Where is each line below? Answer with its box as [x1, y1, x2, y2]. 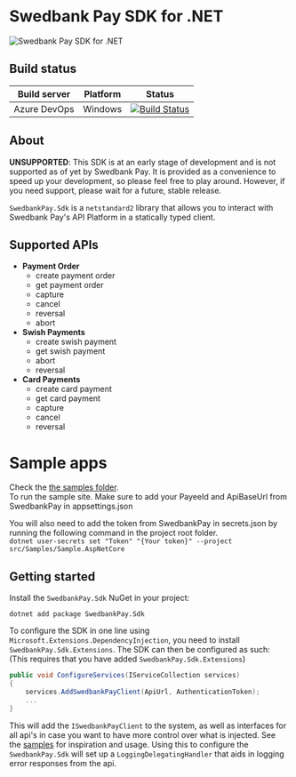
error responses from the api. [9, 757, 117, 768]
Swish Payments [21, 327, 86, 338]
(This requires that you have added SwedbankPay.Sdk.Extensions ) [9, 653, 246, 664]
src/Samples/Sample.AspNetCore [9, 545, 125, 554]
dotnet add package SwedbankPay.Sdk [9, 610, 145, 619]
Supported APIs [9, 237, 100, 252]
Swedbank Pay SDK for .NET [9, 6, 224, 27]
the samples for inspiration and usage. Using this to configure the [9, 739, 249, 749]
